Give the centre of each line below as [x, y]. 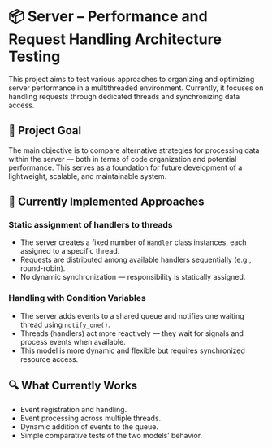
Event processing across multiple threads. [91, 418]
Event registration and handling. [73, 409]
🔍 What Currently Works [73, 386]
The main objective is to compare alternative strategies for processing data [134, 150]
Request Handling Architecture [115, 39]
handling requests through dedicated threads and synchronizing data [124, 96]
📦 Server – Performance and [108, 17]
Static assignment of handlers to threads [91, 225]
